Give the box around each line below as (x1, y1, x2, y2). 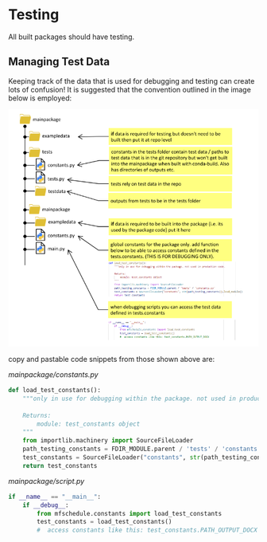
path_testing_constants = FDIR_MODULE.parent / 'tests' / (22, 445, 219, 454)
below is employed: (8, 93, 72, 103)
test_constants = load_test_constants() (37, 518, 172, 526)
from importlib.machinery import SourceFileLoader (22, 437, 194, 445)
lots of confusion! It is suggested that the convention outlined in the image (8, 84, 252, 94)
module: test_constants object (37, 420, 141, 428)
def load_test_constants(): (8, 387, 102, 395)
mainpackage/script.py (8, 476, 85, 485)
